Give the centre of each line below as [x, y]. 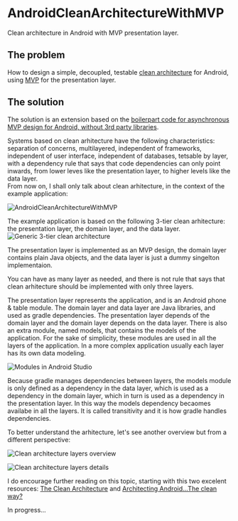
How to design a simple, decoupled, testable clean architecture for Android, [118, 72]
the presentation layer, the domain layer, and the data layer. [94, 228]
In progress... [27, 510]
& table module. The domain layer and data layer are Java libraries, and [111, 308]
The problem [36, 55]
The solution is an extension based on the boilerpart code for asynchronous [118, 119]
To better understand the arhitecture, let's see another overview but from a [117, 432]
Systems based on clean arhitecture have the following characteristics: [111, 141]
